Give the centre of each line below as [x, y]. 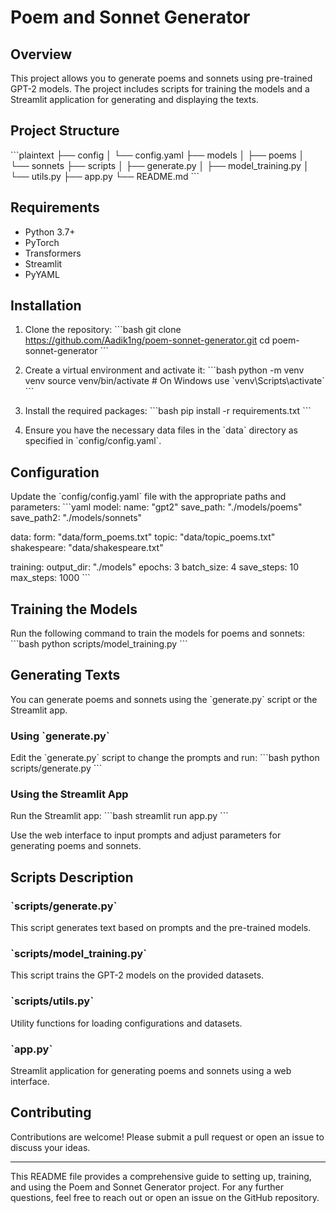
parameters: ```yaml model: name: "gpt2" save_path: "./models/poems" [156, 507]
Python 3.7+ [50, 232]
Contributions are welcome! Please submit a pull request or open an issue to [167, 1137]
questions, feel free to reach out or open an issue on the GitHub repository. [165, 1197]
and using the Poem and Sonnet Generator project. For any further [147, 1187]
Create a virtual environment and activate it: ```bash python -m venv [164, 370]
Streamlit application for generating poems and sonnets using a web [151, 1071]
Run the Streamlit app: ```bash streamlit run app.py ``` [119, 816]
